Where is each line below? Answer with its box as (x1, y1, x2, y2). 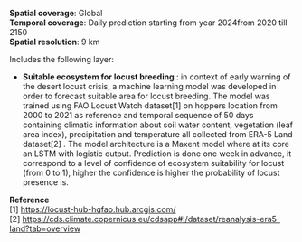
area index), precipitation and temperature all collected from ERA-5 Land (22, 129, 293, 139)
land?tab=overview (9, 223, 81, 234)
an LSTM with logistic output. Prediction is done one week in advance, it (22, 148, 292, 159)
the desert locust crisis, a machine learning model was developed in (22, 81, 277, 91)
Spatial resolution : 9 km (9, 36, 100, 47)
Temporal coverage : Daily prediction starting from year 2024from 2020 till (9, 17, 288, 28)
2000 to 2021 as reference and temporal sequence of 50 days (22, 110, 254, 120)
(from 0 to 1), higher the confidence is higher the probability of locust (22, 167, 280, 178)
